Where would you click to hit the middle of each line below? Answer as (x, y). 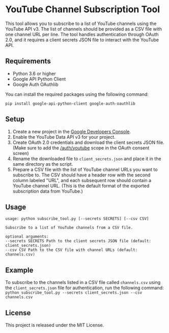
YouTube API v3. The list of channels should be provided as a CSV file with (83, 29)
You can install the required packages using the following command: (77, 94)
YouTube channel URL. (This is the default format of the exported (81, 186)
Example (19, 270)
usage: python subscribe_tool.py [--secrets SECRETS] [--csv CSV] (77, 219)
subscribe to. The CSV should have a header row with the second (81, 175)
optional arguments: (27, 237)
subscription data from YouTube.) (48, 191)
